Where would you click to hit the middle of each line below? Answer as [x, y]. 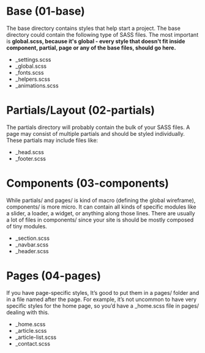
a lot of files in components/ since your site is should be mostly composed [100, 220]
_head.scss [29, 152]
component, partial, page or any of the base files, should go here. [91, 48]
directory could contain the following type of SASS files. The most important [102, 34]
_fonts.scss [29, 72]
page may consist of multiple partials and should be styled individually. [96, 133]
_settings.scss [33, 59]
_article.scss [31, 330]
